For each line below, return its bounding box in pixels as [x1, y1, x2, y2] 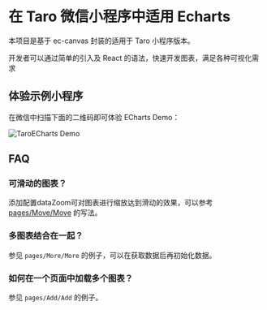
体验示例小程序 [8, 89, 84, 103]
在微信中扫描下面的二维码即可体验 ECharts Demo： [8, 112, 180, 122]
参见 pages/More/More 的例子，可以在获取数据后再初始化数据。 [8, 250, 217, 260]
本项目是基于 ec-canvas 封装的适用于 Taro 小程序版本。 [8, 36, 195, 45]
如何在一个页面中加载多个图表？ [8, 273, 134, 284]
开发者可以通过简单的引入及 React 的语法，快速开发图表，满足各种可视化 [8, 53, 252, 62]
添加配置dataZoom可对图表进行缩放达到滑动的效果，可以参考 [8, 198, 213, 208]
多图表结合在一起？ [8, 230, 84, 242]
